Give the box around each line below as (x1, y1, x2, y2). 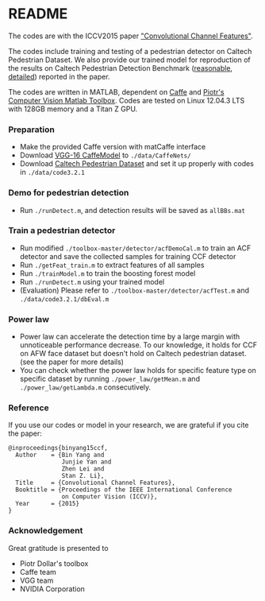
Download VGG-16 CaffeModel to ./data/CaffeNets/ (19, 150, 192, 160)
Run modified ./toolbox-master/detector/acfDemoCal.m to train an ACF (19, 243, 252, 253)
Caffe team (19, 567, 57, 576)
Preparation (8, 124, 56, 135)
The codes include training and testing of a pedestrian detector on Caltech (8, 46, 252, 56)
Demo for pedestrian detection (8, 188, 129, 199)
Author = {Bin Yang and (15, 451, 105, 459)
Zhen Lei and (61, 465, 105, 473)
